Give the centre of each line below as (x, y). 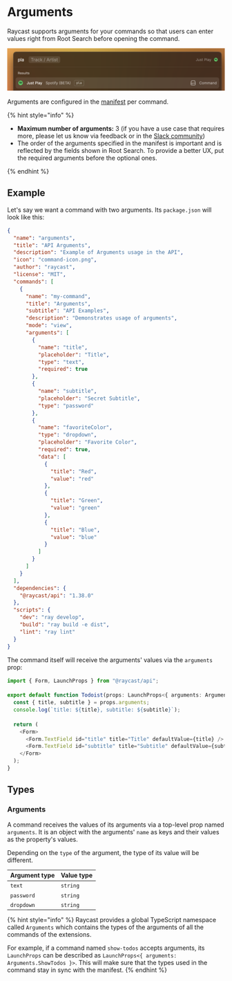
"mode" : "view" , (49, 326)
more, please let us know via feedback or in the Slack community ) (111, 136)
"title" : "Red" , (74, 471)
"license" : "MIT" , (40, 275)
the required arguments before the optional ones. (87, 158)
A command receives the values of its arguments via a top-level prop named (116, 825)
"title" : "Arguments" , (58, 304)
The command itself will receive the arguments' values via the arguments (110, 660)
